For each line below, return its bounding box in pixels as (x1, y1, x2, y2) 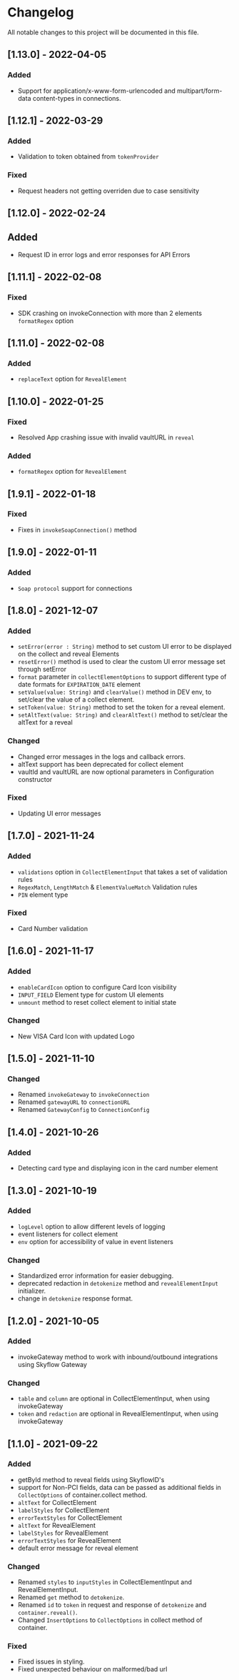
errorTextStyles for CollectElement (17, 1513, 123, 1522)
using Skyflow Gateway (17, 1360, 88, 1368)
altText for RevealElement (17, 1521, 96, 1529)
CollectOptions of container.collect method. (17, 1491, 148, 1499)
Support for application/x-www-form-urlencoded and (17, 86, 176, 95)
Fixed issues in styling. (17, 1657, 85, 1666)
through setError (17, 665, 66, 674)
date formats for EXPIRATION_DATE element (17, 680, 141, 689)
